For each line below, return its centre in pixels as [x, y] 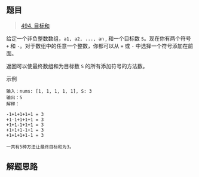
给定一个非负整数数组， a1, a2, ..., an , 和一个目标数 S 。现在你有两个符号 [99, 38]
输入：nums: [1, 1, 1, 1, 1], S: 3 [49, 91]
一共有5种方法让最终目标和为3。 [40, 147]
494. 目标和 [35, 26]
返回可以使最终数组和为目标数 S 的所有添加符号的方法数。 [77, 66]
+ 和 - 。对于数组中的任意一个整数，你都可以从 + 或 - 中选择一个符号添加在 [97, 45]
